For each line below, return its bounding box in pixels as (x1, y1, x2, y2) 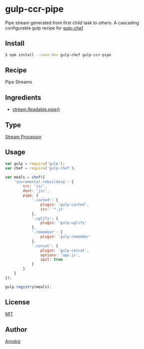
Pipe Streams (5, 79, 33, 85)
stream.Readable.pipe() (12, 106, 60, 112)
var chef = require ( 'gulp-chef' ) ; (5, 166, 76, 171)
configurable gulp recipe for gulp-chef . (5, 25, 84, 31)
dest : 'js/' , (23, 188, 50, 193)
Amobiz (5, 339, 21, 345)
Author (5, 325, 27, 334)
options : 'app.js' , (40, 252, 80, 257)
